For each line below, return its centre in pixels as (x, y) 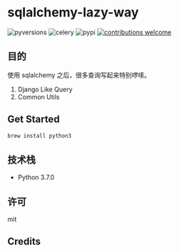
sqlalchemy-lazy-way (73, 12)
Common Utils (39, 96)
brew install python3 (40, 136)
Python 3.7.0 (36, 177)
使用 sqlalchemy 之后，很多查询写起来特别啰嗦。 (79, 75)
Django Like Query (45, 89)
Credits (24, 242)
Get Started (34, 120)
